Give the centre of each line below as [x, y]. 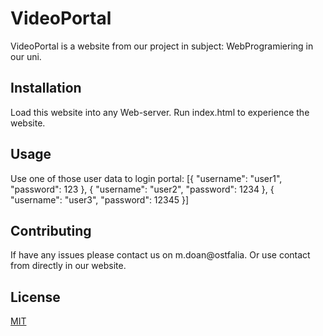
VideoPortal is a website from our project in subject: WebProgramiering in [162, 46]
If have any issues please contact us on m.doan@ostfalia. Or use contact [160, 255]
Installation [46, 88]
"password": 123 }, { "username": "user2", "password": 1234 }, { [142, 189]
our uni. [26, 56]
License [35, 297]
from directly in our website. [68, 266]
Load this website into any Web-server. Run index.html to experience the [160, 112]
